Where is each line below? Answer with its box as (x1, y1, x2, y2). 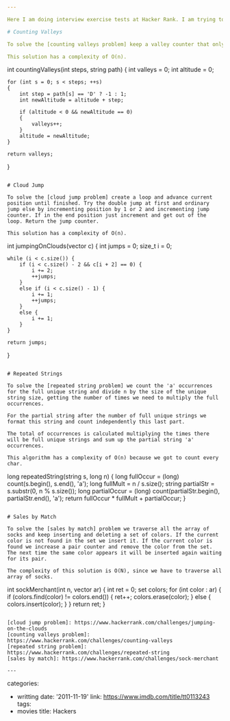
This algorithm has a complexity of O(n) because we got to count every (7, 454, 219, 461)
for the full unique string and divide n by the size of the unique (7, 389, 207, 395)
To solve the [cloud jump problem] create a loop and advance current (7, 194, 213, 201)
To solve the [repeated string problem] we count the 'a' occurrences (7, 382, 213, 389)
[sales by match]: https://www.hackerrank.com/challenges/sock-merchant (7, 655, 219, 662)
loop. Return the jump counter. (7, 218, 99, 225)
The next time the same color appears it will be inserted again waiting (7, 550, 222, 557)
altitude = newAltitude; (19, 133, 90, 140)
